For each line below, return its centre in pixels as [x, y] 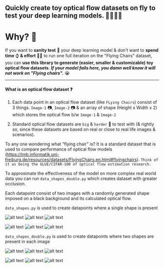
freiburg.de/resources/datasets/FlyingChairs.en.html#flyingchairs [71, 159]
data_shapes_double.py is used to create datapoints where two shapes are [80, 236]
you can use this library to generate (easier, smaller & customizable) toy [79, 63]
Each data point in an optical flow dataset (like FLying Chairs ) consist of [84, 102]
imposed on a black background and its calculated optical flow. [68, 198]
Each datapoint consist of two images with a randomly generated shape [77, 193]
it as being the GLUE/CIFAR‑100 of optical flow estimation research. [78, 164]
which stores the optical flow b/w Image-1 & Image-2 [64, 114]
